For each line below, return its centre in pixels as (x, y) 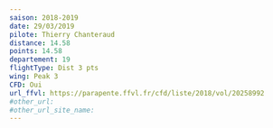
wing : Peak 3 (34, 77)
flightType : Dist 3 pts (54, 69)
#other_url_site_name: (52, 110)
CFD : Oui (26, 85)
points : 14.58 (36, 51)
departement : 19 (40, 59)
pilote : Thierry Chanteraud (62, 34)
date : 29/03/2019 (42, 26)
